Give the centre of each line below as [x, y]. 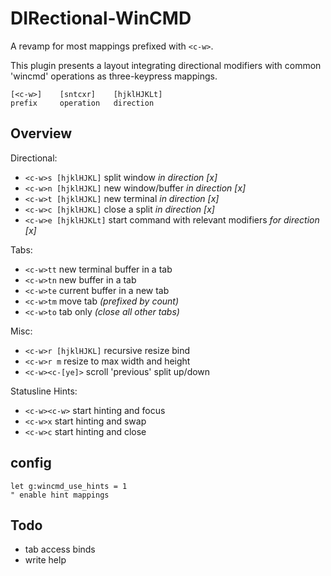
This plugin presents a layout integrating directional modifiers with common [166, 65]
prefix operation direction [82, 103]
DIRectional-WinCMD [101, 18]
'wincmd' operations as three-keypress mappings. [114, 76]
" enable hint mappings [60, 495]
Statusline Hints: [44, 391]
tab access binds [60, 549]
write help [45, 560]
